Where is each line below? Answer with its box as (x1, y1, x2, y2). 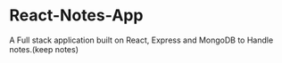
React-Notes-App (9, 5, 144, 26)
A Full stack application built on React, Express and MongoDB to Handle (9, 35, 274, 45)
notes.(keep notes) (9, 43, 79, 54)
